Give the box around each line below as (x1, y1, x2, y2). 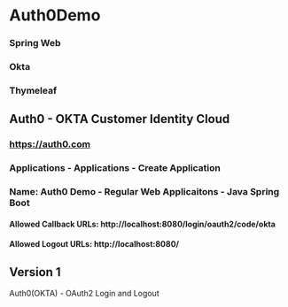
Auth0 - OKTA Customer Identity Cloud (9, 111, 230, 127)
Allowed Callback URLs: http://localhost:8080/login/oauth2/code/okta (9, 219, 276, 229)
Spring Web (9, 37, 61, 50)
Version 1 (9, 265, 61, 280)
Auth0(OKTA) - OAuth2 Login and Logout (9, 288, 160, 299)
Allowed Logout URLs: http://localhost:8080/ (9, 239, 180, 249)
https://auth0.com (9, 138, 91, 150)
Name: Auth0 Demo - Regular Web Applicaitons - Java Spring (9, 186, 280, 198)
